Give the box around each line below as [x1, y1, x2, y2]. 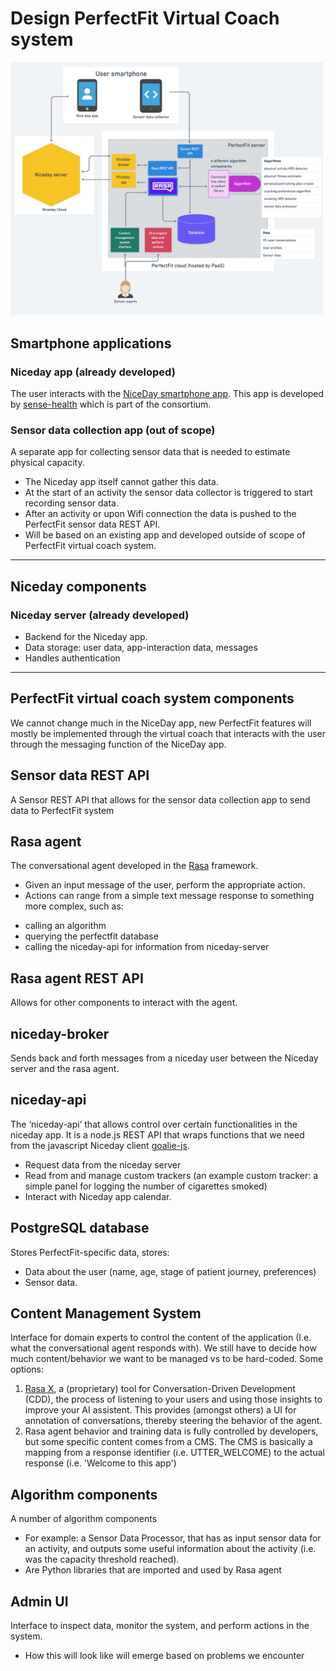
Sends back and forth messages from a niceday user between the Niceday [10, 1052, 319, 1064]
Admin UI [10, 1593, 69, 1610]
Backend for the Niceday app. [24, 630, 148, 642]
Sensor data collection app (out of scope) [10, 423, 216, 437]
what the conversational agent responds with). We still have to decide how [10, 1342, 317, 1354]
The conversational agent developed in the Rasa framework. [10, 860, 259, 872]
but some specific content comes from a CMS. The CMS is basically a [24, 1436, 313, 1448]
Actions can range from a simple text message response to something [24, 890, 315, 902]
